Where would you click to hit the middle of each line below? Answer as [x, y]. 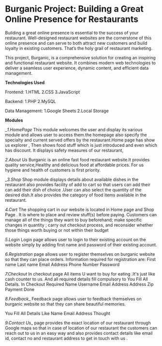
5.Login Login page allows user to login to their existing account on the [75, 240]
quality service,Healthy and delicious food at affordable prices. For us [74, 165]
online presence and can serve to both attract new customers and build [76, 43]
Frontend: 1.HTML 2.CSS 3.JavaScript [43, 92]
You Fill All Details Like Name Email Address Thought [58, 313]
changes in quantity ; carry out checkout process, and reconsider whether [79, 225]
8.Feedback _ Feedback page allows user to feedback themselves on [73, 299]
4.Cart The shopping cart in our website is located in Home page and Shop [80, 209]
